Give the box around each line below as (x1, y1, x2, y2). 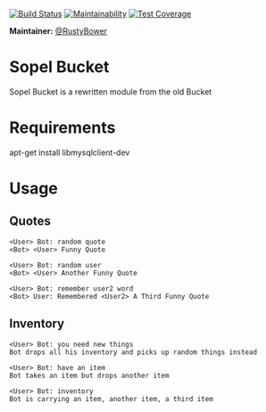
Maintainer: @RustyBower (9, 26, 108, 36)
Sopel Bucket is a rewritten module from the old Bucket (9, 86, 212, 97)
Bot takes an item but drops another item (9, 371, 170, 380)
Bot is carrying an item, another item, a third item (9, 394, 214, 403)
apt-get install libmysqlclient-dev (9, 147, 130, 158)
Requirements (9, 118, 116, 138)
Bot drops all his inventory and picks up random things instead (9, 348, 257, 357)
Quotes (9, 214, 52, 229)
